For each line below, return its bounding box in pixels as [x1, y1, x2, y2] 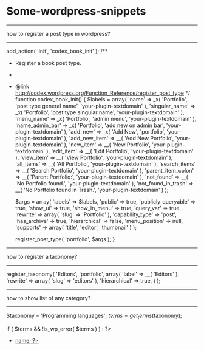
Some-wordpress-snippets [6, 4, 146, 18]
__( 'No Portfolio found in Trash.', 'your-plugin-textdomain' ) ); [15, 186, 169, 193]
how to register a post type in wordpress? [6, 30, 110, 37]
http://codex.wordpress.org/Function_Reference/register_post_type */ [15, 89, 190, 97]
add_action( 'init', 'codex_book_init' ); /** [6, 47, 108, 55]
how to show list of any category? [6, 294, 91, 301]
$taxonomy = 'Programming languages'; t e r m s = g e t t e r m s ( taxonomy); [6, 312, 182, 320]
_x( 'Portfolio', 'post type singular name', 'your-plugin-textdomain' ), [15, 108, 185, 116]
